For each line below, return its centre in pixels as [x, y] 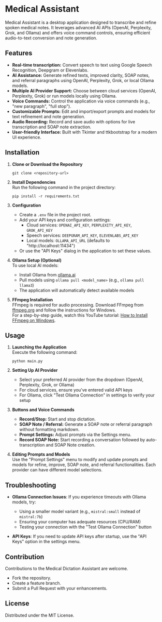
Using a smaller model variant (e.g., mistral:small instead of [80, 512]
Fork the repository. [32, 578]
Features [19, 53]
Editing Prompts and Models [41, 454]
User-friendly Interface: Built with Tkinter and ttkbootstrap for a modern [84, 132]
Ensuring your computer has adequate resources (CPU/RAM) [80, 522]
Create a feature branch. [37, 583]
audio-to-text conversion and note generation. [51, 38]
